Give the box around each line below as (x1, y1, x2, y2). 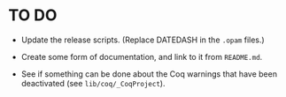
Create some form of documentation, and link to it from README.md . (20, 51, 263, 62)
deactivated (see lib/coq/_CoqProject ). (20, 78, 166, 88)
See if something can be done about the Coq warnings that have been (20, 68, 278, 79)
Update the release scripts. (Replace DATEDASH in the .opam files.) (20, 34, 265, 45)
